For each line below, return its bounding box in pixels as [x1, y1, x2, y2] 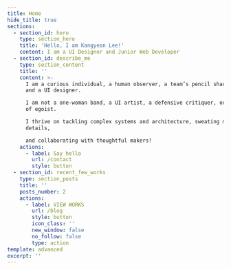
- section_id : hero [13, 29, 69, 37]
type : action [32, 239, 69, 247]
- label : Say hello [25, 149, 81, 157]
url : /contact [32, 156, 72, 163]
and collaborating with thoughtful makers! [25, 137, 153, 144]
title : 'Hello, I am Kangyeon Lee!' [19, 42, 125, 49]
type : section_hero [19, 36, 76, 43]
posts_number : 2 [19, 188, 67, 195]
